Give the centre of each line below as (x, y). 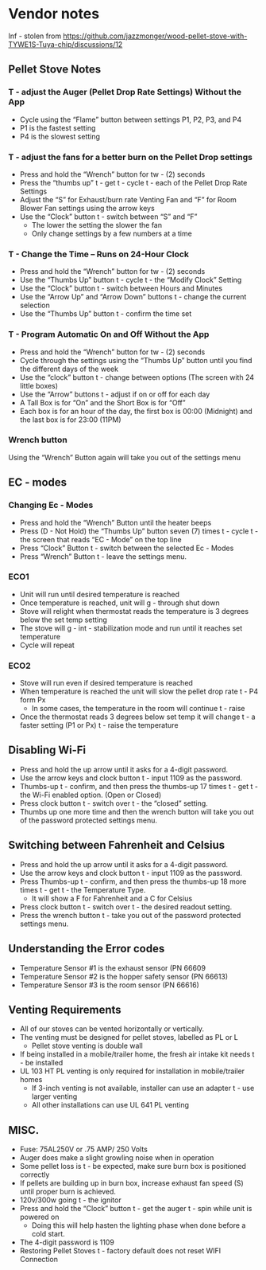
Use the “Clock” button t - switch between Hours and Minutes (121, 288)
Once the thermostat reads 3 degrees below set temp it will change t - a (137, 717)
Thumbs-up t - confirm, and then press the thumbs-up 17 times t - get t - (139, 786)
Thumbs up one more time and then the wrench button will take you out (137, 811)
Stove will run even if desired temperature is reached (106, 683)
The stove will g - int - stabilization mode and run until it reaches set (131, 628)
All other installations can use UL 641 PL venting (110, 1105)
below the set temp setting (63, 619)
